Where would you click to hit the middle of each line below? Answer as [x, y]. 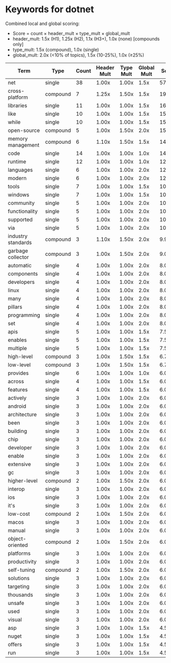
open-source [24, 130]
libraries [18, 105]
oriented [18, 545]
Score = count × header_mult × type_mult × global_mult [71, 33]
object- [17, 539]
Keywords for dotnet [50, 9]
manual [17, 530]
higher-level [23, 481]
